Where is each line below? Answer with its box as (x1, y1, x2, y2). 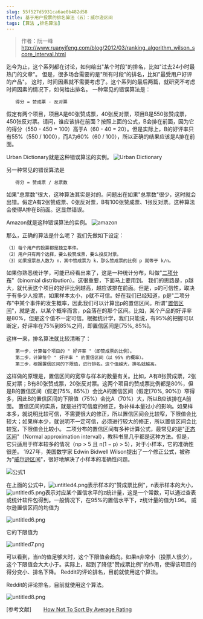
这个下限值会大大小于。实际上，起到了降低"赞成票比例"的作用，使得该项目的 (6, 561, 197, 568)
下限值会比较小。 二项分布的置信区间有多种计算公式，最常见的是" (22, 425, 185, 433)
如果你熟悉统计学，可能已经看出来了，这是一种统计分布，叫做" (6, 269, 163, 277)
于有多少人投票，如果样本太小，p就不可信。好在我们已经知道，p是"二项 (6, 292, 185, 300)
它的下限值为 (6, 529, 38, 536)
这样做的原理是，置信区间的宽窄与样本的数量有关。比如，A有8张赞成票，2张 (6, 373, 196, 380)
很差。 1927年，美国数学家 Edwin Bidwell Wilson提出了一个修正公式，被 (6, 448, 185, 456)
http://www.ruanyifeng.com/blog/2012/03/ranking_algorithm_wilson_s (21, 44, 195, 51)
